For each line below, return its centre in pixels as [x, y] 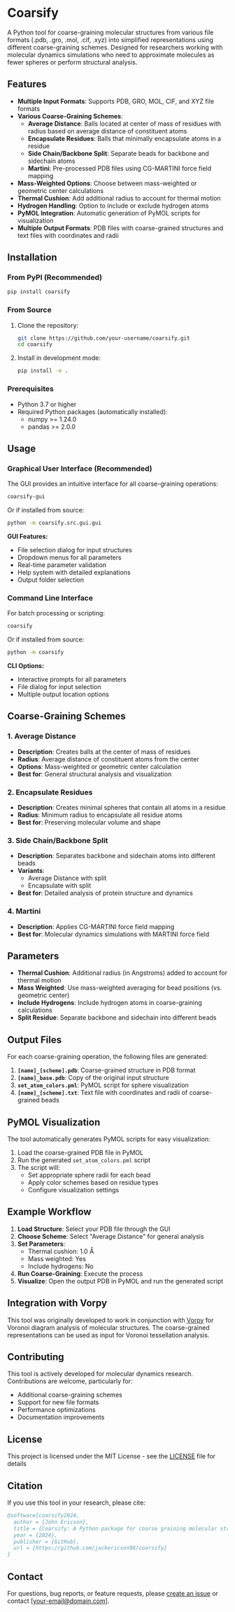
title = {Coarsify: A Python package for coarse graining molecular [115, 1528]
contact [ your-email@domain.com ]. [58, 1601]
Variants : [31, 871]
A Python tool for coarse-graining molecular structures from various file [111, 32]
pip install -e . [43, 371]
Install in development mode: [59, 358]
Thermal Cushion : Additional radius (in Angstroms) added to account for [122, 973]
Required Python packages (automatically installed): [92, 411]
